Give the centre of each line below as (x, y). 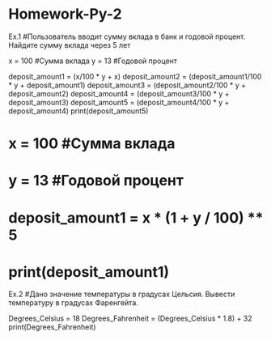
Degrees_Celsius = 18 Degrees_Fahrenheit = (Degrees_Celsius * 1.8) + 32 (130, 319)
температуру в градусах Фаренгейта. (74, 303)
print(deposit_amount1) (89, 272)
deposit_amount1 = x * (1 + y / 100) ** (136, 217)
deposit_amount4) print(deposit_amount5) (78, 111)
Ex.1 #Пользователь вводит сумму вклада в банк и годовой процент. (127, 36)
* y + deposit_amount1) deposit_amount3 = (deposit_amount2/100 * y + (127, 85)
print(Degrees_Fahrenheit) (52, 327)
